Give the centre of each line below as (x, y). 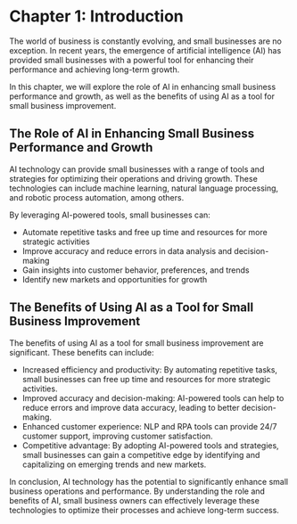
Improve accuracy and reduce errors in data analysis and (127, 250)
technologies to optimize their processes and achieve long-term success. (144, 510)
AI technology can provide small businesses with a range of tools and (137, 169)
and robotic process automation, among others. (97, 197)
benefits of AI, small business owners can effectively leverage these (135, 500)
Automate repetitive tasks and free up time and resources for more (144, 232)
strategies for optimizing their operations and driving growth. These (134, 178)
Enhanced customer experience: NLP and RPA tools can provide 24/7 (149, 426)
